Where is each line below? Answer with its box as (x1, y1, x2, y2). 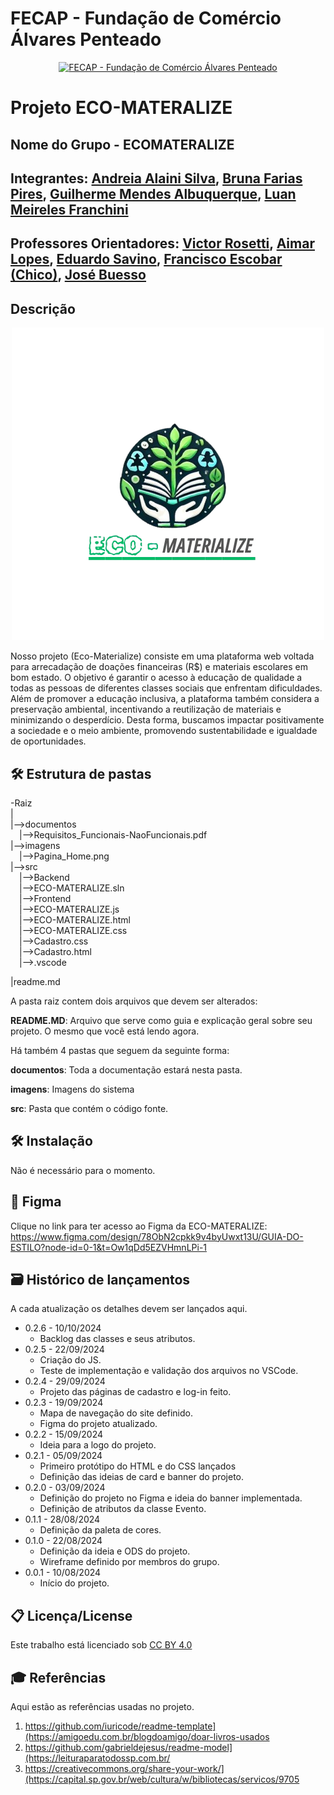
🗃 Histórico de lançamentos (10, 1271, 191, 1288)
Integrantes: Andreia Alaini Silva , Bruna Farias (10, 170, 303, 187)
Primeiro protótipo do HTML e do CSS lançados (39, 1460, 237, 1472)
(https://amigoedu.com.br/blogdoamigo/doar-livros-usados (24, 1730, 270, 1742)
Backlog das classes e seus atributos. (39, 1333, 196, 1345)
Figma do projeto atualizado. (39, 1418, 158, 1430)
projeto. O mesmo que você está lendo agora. (10, 1025, 200, 1037)
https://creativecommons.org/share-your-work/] (24, 1762, 225, 1774)
